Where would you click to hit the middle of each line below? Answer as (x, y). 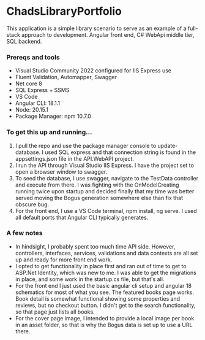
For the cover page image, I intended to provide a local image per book (105, 318)
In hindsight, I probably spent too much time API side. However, (95, 246)
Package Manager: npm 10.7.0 (53, 116)
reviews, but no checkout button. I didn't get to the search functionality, (105, 305)
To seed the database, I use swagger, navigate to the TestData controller (107, 178)
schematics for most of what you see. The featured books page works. (105, 292)
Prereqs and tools (33, 57)
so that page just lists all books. (55, 312)
